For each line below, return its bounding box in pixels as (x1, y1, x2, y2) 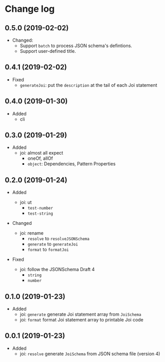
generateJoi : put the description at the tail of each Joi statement (19, 82, 157, 88)
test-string (27, 211, 53, 216)
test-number (27, 206, 53, 211)
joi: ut (19, 199, 32, 205)
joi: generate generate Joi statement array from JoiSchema (19, 311, 141, 317)
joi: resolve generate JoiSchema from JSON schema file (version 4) (19, 350, 160, 357)
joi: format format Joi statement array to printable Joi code (19, 317, 144, 323)
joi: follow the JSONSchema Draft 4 (19, 266, 95, 273)
